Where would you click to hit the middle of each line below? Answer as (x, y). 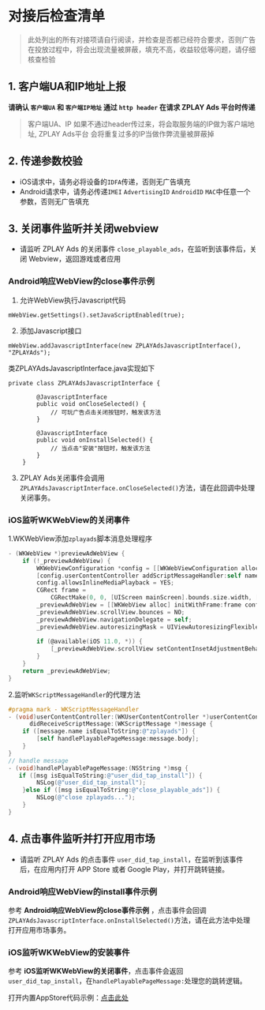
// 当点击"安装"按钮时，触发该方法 (101, 448)
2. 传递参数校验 (45, 161)
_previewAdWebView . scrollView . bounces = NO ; (111, 612)
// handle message (38, 760)
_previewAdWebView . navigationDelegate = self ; (114, 620)
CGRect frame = (62, 590)
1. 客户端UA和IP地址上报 (67, 86)
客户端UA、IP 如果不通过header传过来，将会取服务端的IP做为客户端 (138, 124)
